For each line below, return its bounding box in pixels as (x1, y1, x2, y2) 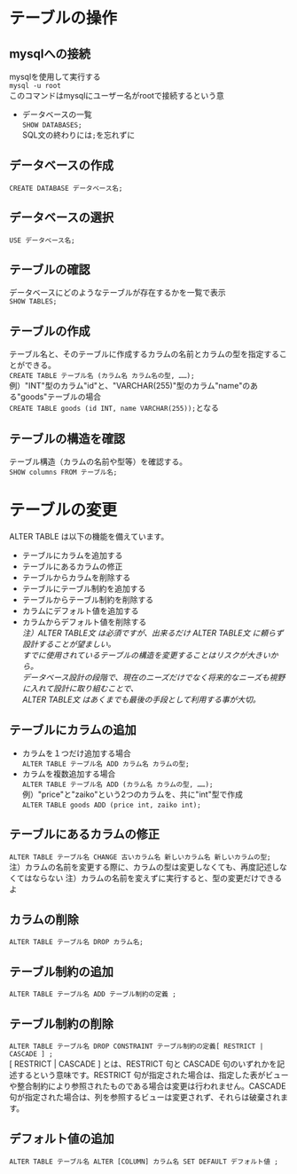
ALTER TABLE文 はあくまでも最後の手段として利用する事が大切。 (21, 694, 261, 705)
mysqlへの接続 (9, 46, 91, 61)
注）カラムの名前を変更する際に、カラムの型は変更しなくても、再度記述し (9, 862, 280, 872)
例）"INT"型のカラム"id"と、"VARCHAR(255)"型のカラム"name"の (9, 381, 251, 391)
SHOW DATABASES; (21, 121, 82, 130)
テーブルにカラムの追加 (9, 722, 137, 737)
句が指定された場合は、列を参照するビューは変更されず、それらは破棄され (9, 1092, 281, 1103)
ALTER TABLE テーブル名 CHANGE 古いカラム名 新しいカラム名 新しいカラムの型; (9, 853, 272, 862)
